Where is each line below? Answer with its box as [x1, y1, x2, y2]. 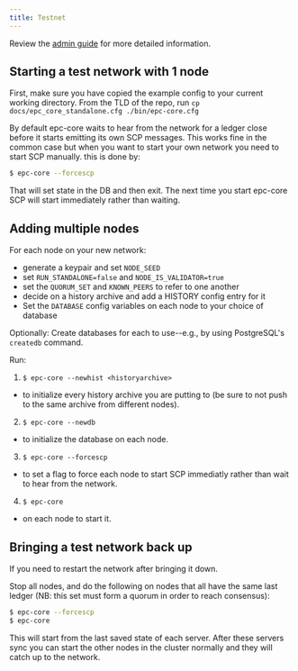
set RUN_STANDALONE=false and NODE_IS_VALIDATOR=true [22, 272, 225, 283]
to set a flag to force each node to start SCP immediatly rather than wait [22, 469, 290, 480]
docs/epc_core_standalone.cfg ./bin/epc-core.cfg [9, 107, 200, 116]
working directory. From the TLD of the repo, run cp [9, 97, 200, 108]
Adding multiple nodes [9, 221, 140, 236]
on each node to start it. [22, 513, 112, 524]
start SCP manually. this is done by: [9, 151, 141, 162]
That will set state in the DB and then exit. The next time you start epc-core [9, 186, 288, 196]
